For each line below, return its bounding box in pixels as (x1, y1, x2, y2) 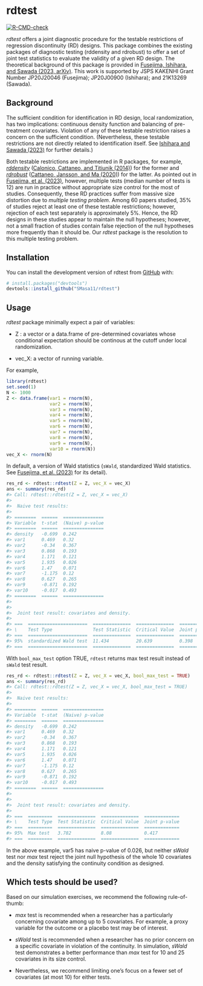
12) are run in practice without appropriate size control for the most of (6, 183, 180, 191)
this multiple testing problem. (6, 235, 79, 242)
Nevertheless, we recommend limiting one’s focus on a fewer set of (14, 967, 183, 974)
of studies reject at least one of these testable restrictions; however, (6, 203, 176, 210)
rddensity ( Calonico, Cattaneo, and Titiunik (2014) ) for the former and (6, 164, 179, 171)
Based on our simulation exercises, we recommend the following (6, 893, 167, 900)
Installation (6, 252, 50, 263)
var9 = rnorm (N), (49, 440, 94, 446)
